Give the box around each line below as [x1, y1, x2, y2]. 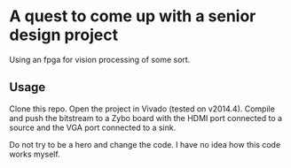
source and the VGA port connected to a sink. [9, 122, 177, 133]
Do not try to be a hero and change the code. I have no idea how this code [9, 139, 281, 149]
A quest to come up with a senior [9, 6, 256, 27]
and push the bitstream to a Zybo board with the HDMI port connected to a [9, 112, 282, 123]
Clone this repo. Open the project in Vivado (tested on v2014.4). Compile [9, 103, 275, 114]
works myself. [9, 149, 60, 159]
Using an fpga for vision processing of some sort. [9, 54, 191, 65]
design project [9, 25, 118, 45]
